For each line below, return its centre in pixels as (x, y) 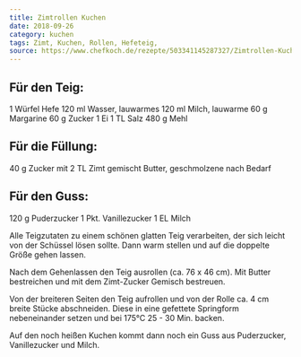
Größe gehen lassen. (48, 254)
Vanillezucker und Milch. (55, 344)
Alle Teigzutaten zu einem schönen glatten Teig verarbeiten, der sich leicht (147, 235)
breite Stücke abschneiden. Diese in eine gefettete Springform (125, 308)
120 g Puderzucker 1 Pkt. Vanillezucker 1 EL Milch (100, 218)
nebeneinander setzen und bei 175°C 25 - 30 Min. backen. (117, 318)
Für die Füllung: (54, 147)
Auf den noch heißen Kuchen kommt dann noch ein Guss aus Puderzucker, (148, 335)
